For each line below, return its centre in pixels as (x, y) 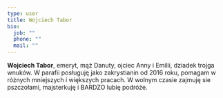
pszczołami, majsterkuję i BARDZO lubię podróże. (77, 87)
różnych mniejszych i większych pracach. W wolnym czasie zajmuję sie (109, 80)
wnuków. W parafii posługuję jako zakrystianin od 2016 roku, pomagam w (111, 72)
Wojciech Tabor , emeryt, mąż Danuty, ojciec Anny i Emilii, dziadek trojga (111, 65)
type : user (23, 13)
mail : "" (26, 46)
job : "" (25, 33)
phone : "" (27, 39)
